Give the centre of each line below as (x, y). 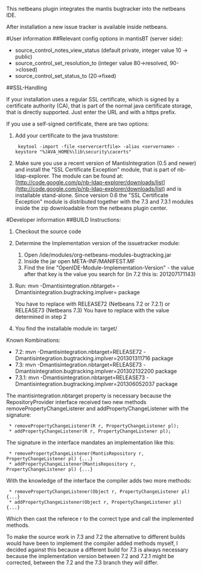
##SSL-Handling (27, 88)
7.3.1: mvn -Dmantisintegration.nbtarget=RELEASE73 (80, 378)
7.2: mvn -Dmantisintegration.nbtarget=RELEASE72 (78, 352)
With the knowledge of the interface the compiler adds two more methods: (99, 480)
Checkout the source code (48, 231)
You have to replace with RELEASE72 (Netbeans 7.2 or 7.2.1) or (93, 304)
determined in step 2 (41, 317)
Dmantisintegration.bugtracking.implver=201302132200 (84, 371)
